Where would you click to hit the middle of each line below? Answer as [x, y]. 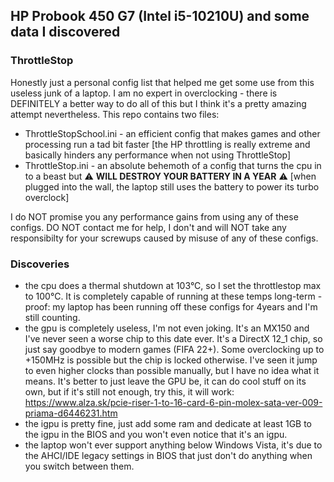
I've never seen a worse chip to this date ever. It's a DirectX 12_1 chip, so [173, 338]
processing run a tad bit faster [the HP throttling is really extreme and [167, 144]
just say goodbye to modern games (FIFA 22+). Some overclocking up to [174, 349]
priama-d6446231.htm [71, 413]
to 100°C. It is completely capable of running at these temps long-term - [173, 296]
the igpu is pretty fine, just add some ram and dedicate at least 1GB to [168, 423]
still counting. [52, 317]
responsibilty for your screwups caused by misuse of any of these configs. [164, 238]
